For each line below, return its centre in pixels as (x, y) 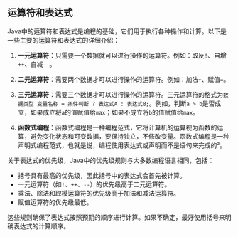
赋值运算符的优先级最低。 (55, 202)
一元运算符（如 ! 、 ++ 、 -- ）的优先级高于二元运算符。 (94, 184)
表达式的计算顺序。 (41, 226)
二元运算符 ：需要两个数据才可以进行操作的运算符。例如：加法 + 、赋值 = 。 (124, 79)
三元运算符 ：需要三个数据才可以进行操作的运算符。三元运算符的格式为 (120, 94)
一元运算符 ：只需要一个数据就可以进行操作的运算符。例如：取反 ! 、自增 (122, 55)
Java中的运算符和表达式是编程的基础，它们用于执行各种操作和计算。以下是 (117, 31)
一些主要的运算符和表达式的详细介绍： (63, 40)
